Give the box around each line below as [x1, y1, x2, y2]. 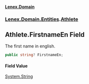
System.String [5, 73, 33, 79]
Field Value [5, 63, 28, 69]
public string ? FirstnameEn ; [5, 53, 64, 58]
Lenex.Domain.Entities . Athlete [5, 16, 78, 23]
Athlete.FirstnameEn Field [5, 30, 85, 38]
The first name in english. [5, 43, 55, 49]
